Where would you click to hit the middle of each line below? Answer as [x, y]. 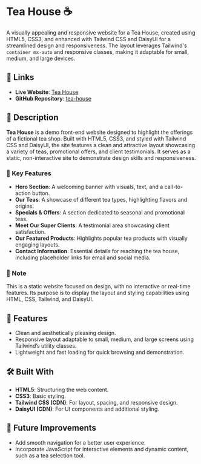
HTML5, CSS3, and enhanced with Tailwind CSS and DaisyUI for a [89, 39]
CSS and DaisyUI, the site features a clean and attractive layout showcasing [101, 145]
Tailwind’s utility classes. [46, 345]
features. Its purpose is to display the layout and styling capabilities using [98, 293]
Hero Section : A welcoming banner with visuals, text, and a [89, 187]
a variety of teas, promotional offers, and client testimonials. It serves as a [98, 151]
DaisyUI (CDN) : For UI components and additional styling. [87, 409]
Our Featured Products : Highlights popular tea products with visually [101, 238]
